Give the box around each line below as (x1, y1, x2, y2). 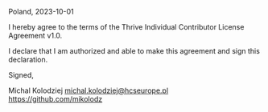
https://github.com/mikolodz (8, 94, 103, 103)
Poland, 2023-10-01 (8, 7, 74, 16)
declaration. (8, 55, 48, 64)
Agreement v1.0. (8, 31, 63, 40)
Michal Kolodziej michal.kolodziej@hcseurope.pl (8, 86, 169, 95)
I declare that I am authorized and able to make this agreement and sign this (8, 46, 260, 55)
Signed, (8, 70, 34, 79)
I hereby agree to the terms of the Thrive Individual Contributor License (8, 22, 245, 31)
